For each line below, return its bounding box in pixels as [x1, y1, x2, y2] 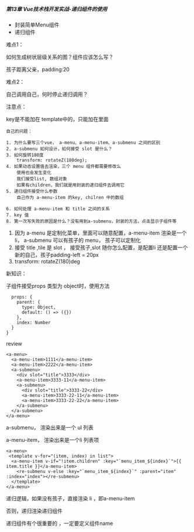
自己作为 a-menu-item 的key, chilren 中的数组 [16, 194, 124, 200]
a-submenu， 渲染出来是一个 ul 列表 [6, 424, 93, 431]
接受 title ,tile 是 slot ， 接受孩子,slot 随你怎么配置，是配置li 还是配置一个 [14, 243, 188, 251]
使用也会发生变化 [16, 170, 51, 176]
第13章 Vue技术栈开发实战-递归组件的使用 [6, 5, 108, 12]
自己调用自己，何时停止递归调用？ [6, 91, 88, 98]
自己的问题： [6, 128, 33, 134]
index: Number [16, 320, 51, 325]
